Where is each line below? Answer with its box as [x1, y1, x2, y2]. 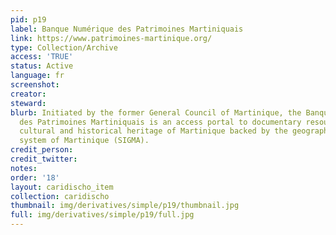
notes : [10, 163, 38, 173]
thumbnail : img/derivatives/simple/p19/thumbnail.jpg [10, 201, 240, 211]
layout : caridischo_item [10, 182, 114, 192]
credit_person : [10, 145, 74, 155]
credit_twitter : [10, 154, 78, 164]
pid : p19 [10, 14, 47, 25]
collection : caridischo [10, 191, 110, 201]
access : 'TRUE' [10, 52, 74, 62]
